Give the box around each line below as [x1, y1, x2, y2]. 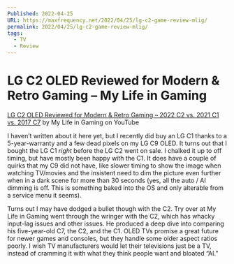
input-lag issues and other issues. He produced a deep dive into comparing [7, 219, 225, 228]
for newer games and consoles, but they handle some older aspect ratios [7, 234, 218, 242]
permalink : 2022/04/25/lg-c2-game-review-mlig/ [7, 23, 149, 30]
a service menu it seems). [7, 191, 82, 199]
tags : [7, 29, 23, 37]
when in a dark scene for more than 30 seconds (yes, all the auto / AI [7, 176, 206, 184]
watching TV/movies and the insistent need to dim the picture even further [7, 168, 221, 177]
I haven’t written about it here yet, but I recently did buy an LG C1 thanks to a [7, 131, 227, 140]
